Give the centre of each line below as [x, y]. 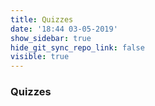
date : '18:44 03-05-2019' [64, 29]
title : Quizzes [42, 19]
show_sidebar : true [51, 38]
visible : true [40, 57]
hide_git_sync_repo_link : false [77, 47]
